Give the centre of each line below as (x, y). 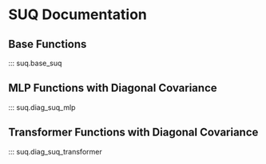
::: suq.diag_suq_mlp (42, 107)
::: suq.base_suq (35, 63)
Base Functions (48, 44)
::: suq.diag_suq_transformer (55, 151)
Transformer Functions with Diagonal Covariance (133, 133)
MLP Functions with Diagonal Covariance (113, 88)
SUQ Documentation (78, 15)
